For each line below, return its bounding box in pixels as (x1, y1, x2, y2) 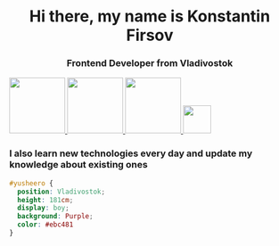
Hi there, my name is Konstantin (29, 6, 270, 27)
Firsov (126, 25, 174, 45)
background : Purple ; (17, 212, 94, 221)
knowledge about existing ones (9, 159, 149, 171)
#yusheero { (9, 178, 53, 188)
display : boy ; (17, 203, 70, 213)
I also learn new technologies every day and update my (9, 147, 252, 160)
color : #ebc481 (17, 220, 74, 229)
